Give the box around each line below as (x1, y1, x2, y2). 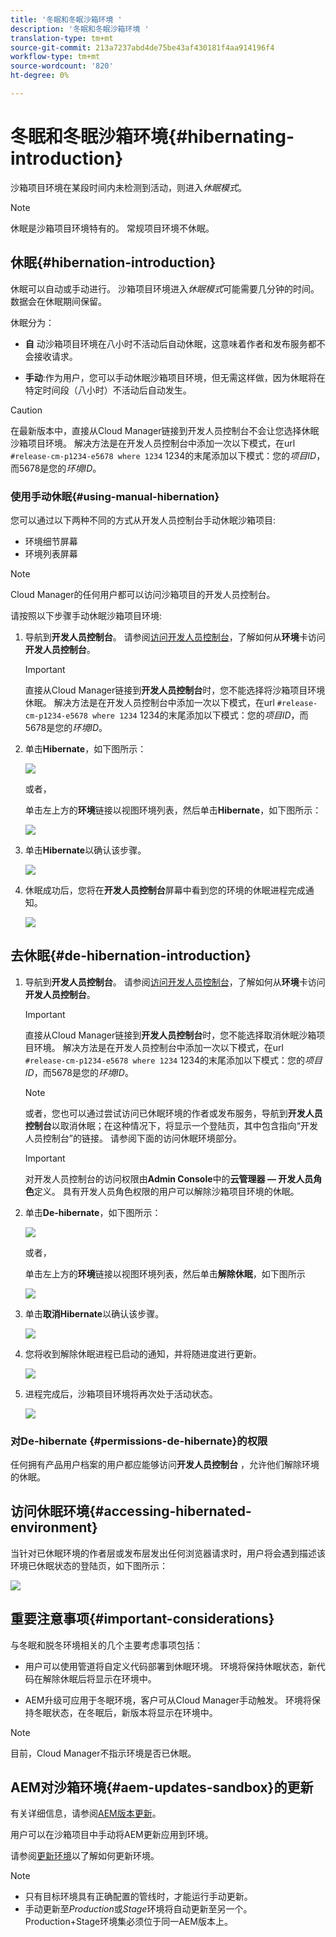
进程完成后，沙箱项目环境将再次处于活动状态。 (24, 1387, 218, 1400)
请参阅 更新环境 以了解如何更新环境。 (10, 1850, 160, 1862)
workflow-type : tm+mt (10, 52, 101, 62)
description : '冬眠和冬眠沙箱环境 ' (10, 24, 150, 34)
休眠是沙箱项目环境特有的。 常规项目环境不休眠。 (10, 222, 215, 234)
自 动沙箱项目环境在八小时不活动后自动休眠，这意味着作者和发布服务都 (24, 337, 317, 350)
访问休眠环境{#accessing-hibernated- (10, 1503, 252, 1520)
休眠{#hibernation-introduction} (10, 254, 217, 271)
